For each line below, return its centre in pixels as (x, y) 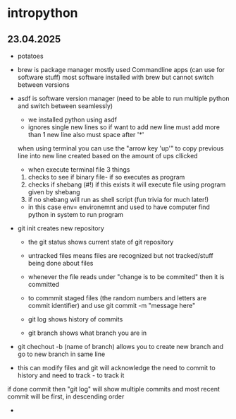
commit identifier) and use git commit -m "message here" (112, 306)
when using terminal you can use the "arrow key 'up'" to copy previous (120, 148)
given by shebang (54, 192)
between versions (43, 85)
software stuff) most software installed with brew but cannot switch (116, 77)
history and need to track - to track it (71, 375)
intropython (43, 13)
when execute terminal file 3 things (79, 170)
